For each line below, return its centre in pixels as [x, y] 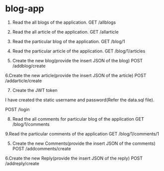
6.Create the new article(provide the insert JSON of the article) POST [76, 75]
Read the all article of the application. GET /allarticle [65, 32]
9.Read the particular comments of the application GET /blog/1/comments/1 [82, 133]
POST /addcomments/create [41, 148]
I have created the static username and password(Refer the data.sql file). [80, 100]
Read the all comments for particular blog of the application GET [78, 119]
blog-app [25, 9]
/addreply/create [22, 163]
